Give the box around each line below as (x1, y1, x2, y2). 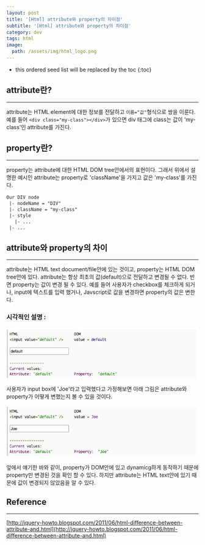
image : (6, 42, 23, 48)
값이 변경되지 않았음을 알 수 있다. (17, 479, 96, 486)
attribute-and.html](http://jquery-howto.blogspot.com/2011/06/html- (6, 525, 178, 533)
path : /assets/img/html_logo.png (12, 49, 97, 55)
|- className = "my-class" (9, 206, 78, 213)
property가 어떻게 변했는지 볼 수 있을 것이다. (6, 393, 113, 401)
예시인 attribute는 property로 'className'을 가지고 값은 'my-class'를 (17, 174, 186, 181)
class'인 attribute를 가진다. (6, 123, 71, 130)
